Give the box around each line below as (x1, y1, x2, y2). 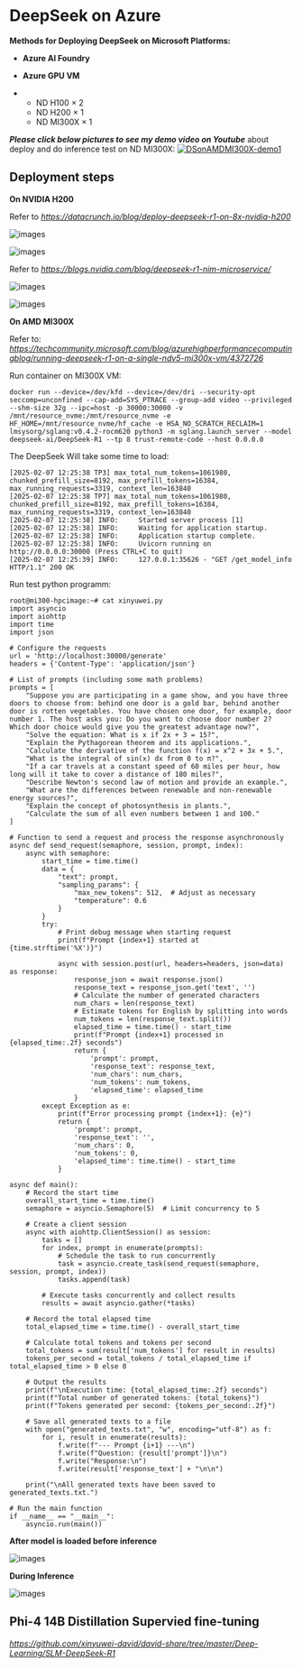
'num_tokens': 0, (73, 1148, 140, 1157)
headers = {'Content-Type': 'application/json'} (9, 659, 196, 668)
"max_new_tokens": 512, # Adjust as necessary (73, 888, 256, 898)
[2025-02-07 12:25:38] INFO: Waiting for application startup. (9, 523, 269, 532)
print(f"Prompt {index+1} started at (57, 935, 200, 944)
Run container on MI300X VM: (9, 370, 122, 381)
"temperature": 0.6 (73, 896, 147, 905)
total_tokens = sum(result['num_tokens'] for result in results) (25, 1346, 277, 1355)
